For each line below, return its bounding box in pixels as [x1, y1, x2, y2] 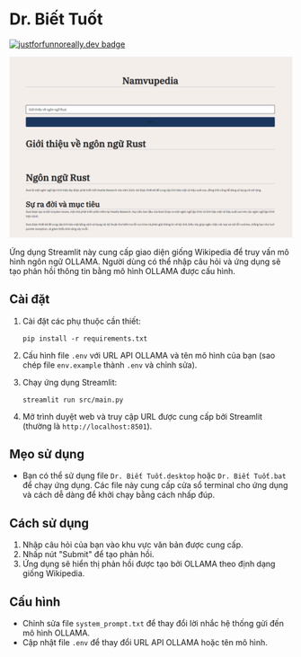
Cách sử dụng [9, 515, 90, 530]
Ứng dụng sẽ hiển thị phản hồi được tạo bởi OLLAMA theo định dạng [22, 558, 276, 570]
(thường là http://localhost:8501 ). [22, 421, 153, 431]
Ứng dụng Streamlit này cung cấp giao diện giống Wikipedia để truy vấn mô [9, 246, 290, 257]
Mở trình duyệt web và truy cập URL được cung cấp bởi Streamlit [22, 411, 263, 422]
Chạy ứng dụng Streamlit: [22, 377, 118, 387]
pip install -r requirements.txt [22, 333, 148, 343]
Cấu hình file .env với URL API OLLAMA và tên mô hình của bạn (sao [22, 350, 276, 360]
